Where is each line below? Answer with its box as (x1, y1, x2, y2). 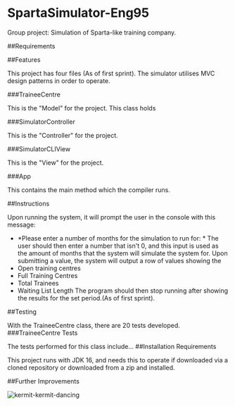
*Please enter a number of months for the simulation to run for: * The (17, 234, 220, 242)
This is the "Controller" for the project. (7, 131, 118, 139)
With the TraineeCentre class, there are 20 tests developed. (7, 321, 181, 329)
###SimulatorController (7, 118, 75, 126)
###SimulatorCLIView (7, 144, 71, 153)
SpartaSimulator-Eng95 (7, 5, 150, 21)
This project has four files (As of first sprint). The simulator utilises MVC (7, 69, 215, 77)
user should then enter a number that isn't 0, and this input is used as (17, 241, 220, 250)
